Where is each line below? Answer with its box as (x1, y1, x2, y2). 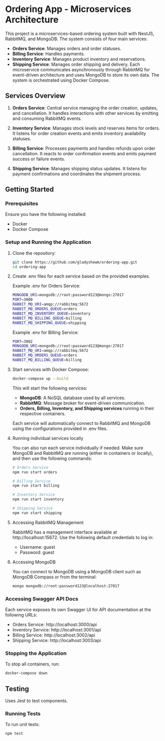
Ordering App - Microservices (5, 3, 132, 15)
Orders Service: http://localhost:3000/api (12, 622, 97, 628)
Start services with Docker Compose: (12, 366, 89, 372)
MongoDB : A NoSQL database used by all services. (19, 395, 126, 401)
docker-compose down (5, 671, 48, 676)
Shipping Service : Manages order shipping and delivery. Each (12, 61, 140, 67)
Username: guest (19, 544, 56, 550)
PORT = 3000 (12, 297, 33, 302)
